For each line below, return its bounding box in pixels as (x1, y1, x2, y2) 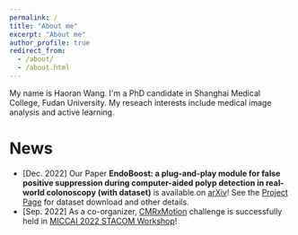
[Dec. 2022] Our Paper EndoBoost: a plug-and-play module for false (22, 168, 281, 178)
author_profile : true (9, 38, 91, 48)
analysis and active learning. (9, 107, 115, 117)
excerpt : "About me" (9, 30, 87, 39)
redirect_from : (9, 47, 66, 56)
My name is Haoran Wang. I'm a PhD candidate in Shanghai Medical (9, 87, 261, 99)
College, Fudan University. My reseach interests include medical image (9, 97, 272, 108)
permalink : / (9, 13, 58, 22)
